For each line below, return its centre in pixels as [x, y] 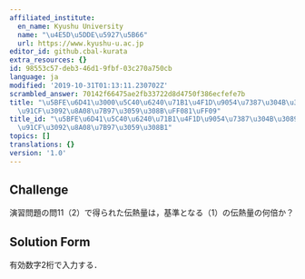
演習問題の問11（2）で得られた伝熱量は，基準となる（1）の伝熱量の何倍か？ [152, 213]
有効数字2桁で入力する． [56, 265]
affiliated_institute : [52, 18]
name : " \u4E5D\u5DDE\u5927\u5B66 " [83, 35]
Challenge [39, 190]
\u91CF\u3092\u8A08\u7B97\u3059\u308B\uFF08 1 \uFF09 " [119, 111]
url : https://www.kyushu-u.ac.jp [81, 43]
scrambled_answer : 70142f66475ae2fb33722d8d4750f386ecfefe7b [128, 94]
